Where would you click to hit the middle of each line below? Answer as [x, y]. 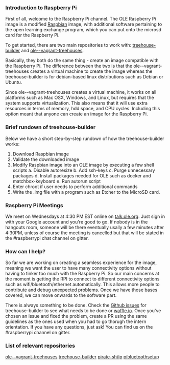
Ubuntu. [14, 82]
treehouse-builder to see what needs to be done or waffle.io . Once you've [83, 311]
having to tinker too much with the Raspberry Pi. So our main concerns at [82, 274]
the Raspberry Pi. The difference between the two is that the [69, 66]
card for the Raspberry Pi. [32, 35]
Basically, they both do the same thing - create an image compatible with [82, 60]
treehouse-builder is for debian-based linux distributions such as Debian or [84, 77]
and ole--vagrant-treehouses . [53, 51]
